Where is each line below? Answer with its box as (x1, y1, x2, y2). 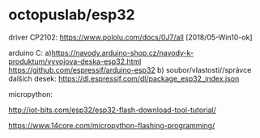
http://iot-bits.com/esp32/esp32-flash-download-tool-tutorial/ (8, 105, 216, 115)
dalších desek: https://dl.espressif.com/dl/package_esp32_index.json (8, 73, 240, 83)
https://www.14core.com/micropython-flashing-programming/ (8, 120, 215, 130)
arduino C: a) (8, 48, 52, 57)
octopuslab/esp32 (8, 6, 135, 24)
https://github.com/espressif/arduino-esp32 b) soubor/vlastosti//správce (8, 65, 252, 74)
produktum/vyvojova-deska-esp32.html (8, 56, 142, 66)
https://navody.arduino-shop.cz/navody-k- (51, 48, 194, 57)
